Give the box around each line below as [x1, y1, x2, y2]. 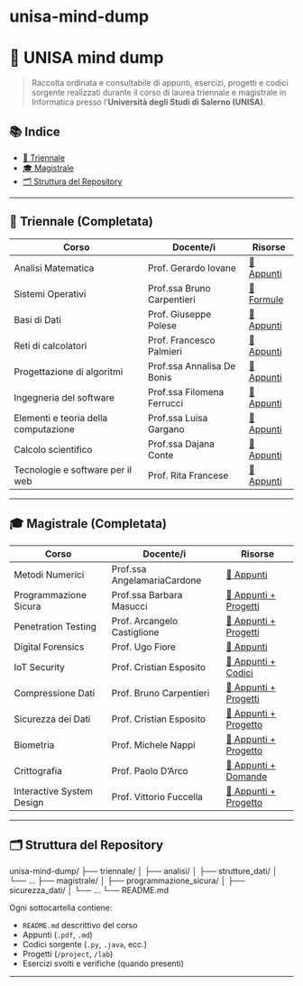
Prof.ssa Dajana [147, 438, 215, 450]
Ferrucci [147, 397, 183, 410]
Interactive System [14, 785, 93, 797]
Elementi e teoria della [14, 411, 108, 424]
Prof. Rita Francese [147, 469, 229, 482]
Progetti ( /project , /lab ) [22, 949, 114, 960]
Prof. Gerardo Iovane [147, 262, 236, 274]
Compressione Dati [14, 687, 96, 699]
